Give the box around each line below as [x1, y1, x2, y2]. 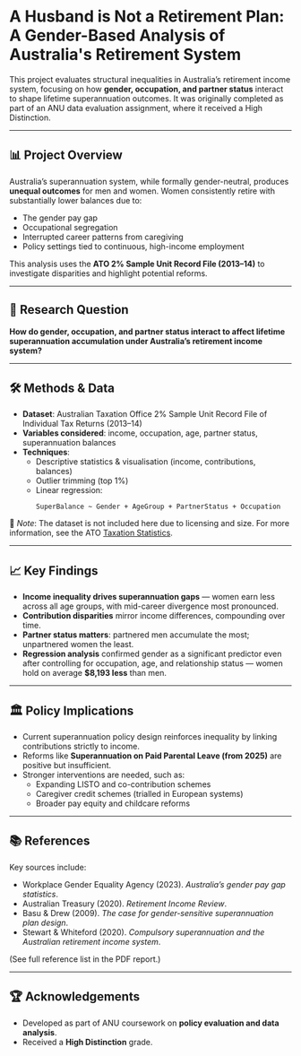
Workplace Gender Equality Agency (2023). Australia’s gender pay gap [21, 879, 287, 889]
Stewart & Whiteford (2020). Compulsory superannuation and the [21, 926, 265, 938]
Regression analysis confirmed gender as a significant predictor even [21, 648, 282, 660]
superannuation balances [21, 437, 116, 448]
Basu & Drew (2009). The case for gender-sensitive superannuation [21, 907, 274, 918]
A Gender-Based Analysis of [9, 25, 226, 46]
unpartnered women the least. [21, 639, 134, 650]
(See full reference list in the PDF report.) [9, 953, 161, 965]
